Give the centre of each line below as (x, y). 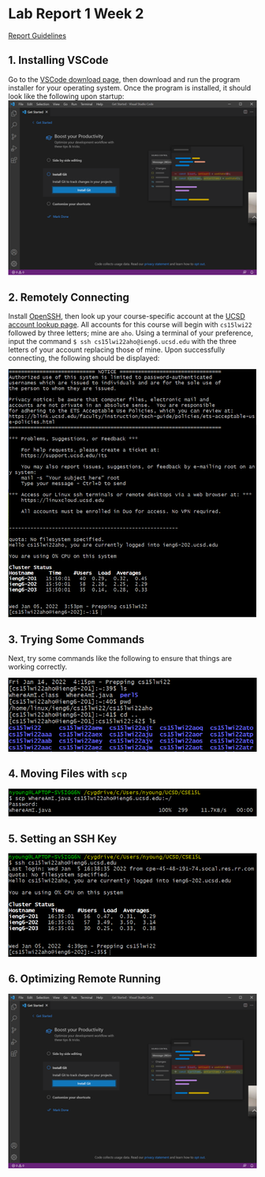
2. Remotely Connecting (69, 297)
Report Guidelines (37, 35)
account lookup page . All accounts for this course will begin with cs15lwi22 (130, 324)
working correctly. (38, 667)
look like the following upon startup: (66, 96)
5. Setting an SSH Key (62, 838)
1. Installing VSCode (58, 60)
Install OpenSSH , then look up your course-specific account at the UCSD (127, 316)
